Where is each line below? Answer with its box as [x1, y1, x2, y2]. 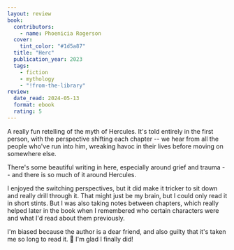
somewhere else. [7, 149, 57, 158]
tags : [13, 62, 30, 69]
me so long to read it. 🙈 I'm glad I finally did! [7, 235, 134, 243]
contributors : [13, 23, 54, 30]
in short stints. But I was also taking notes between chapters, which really [7, 199, 219, 207]
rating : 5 [13, 108, 42, 115]
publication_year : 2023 [13, 56, 82, 63]
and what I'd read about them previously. [7, 214, 126, 222]
